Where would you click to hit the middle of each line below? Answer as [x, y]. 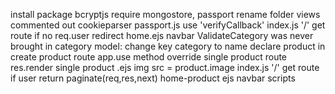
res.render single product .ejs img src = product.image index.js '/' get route [165, 67]
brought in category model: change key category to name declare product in [168, 46]
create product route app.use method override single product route [149, 57]
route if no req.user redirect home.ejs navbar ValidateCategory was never [162, 35]
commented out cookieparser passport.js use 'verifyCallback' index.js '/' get [168, 25]
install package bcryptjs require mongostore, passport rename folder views [165, 14]
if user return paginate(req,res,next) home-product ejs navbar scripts [153, 78]
